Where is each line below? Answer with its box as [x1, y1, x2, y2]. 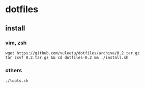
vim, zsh [5, 39, 27, 46]
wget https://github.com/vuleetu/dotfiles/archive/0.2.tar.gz [5, 50, 140, 55]
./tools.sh [5, 78, 28, 83]
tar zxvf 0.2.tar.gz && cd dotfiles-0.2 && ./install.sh [5, 55, 129, 60]
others [5, 67, 22, 74]
